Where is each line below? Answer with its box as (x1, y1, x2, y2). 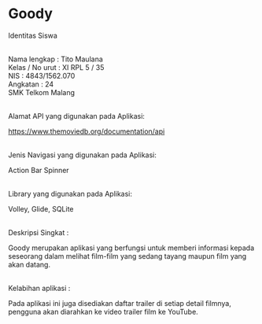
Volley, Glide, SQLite (8, 204, 74, 213)
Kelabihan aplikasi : (8, 283, 71, 293)
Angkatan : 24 (8, 79, 54, 89)
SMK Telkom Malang (8, 87, 76, 97)
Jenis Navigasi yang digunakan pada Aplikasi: (8, 150, 157, 160)
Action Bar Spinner (8, 165, 69, 175)
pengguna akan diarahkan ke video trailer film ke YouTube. (8, 307, 198, 316)
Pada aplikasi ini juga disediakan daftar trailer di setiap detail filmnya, (8, 298, 232, 307)
